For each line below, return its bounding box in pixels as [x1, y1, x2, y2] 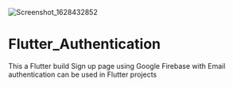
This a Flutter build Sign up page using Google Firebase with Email [8, 61, 226, 70]
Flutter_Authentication [8, 36, 161, 53]
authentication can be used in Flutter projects [8, 70, 157, 79]
